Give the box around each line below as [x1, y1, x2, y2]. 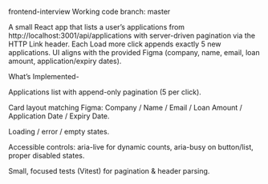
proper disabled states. [8, 151, 85, 160]
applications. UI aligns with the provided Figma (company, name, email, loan [8, 48, 260, 57]
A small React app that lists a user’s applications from [8, 22, 185, 31]
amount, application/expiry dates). [8, 56, 122, 66]
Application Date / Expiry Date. [8, 111, 110, 121]
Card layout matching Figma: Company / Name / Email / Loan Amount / [8, 103, 243, 112]
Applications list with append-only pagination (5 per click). [8, 87, 202, 97]
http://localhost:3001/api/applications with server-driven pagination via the [8, 31, 255, 40]
